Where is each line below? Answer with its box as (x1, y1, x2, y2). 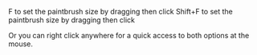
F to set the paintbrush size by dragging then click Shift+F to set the (8, 7, 233, 16)
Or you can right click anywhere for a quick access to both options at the (8, 31, 250, 40)
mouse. (8, 39, 34, 49)
